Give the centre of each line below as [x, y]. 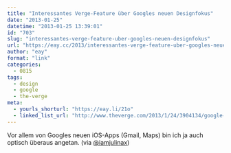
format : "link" [29, 58]
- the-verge [31, 97]
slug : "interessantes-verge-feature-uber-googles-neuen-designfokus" [109, 39]
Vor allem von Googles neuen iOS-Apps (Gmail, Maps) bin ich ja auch [106, 135]
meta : [15, 103]
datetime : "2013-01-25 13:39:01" [55, 26]
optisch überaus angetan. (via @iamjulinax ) [68, 142]
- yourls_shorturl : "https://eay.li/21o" [74, 109]
